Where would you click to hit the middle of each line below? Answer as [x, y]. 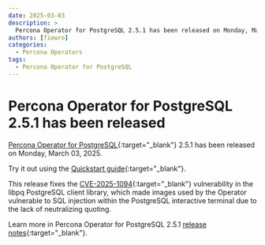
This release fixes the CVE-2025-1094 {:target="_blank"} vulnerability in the [131, 183]
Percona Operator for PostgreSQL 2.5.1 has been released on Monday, [132, 30]
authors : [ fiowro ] [38, 38]
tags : [17, 60]
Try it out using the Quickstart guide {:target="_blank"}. [97, 168]
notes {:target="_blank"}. [48, 232]
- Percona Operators [49, 52]
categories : [28, 45]
